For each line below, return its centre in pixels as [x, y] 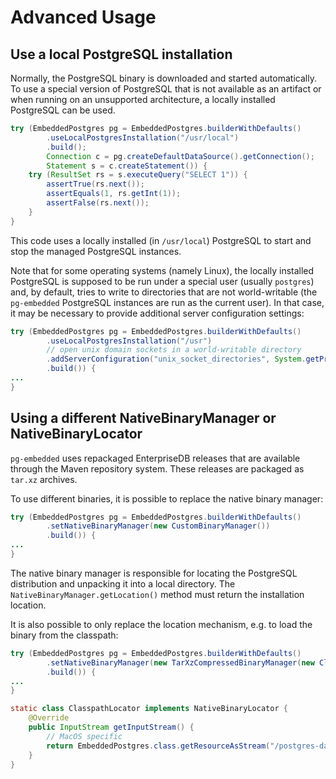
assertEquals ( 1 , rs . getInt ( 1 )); [114, 194]
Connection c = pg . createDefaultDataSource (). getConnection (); [180, 156]
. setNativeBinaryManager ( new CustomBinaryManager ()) [158, 526]
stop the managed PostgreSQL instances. [96, 251]
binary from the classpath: [64, 635]
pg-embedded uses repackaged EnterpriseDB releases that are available [155, 458]
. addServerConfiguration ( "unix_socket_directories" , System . [176, 359]
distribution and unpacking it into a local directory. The [123, 583]
